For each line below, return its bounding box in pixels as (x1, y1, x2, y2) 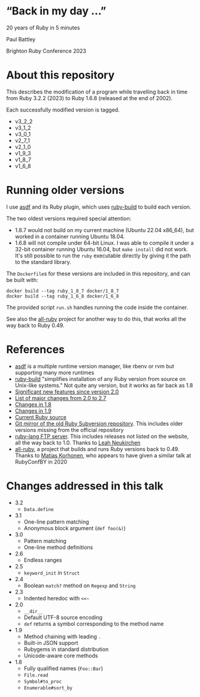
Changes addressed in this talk (6, 479, 163, 492)
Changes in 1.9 (14, 407, 52, 414)
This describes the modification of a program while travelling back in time (6, 88, 188, 95)
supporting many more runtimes (14, 369, 95, 376)
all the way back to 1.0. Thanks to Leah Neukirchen (14, 439, 141, 446)
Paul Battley (6, 35, 36, 43)
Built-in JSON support (23, 639, 78, 646)
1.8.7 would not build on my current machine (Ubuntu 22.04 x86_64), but (14, 226, 195, 233)
